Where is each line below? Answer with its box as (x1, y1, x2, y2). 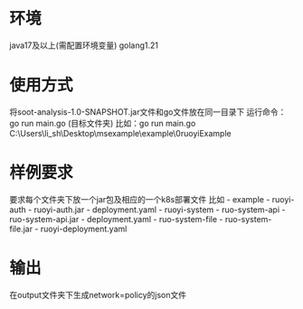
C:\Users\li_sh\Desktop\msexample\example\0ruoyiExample (9, 127, 232, 138)
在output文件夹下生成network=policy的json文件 (9, 289, 187, 300)
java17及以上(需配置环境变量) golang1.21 (9, 40, 158, 51)
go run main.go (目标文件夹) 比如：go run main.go (9, 117, 196, 128)
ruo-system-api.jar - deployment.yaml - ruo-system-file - (9, 213, 223, 224)
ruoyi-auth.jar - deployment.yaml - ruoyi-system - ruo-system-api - (33, 204, 286, 215)
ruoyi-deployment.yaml (40, 223, 128, 234)
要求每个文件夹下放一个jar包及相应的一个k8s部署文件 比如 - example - (9, 193, 270, 204)
